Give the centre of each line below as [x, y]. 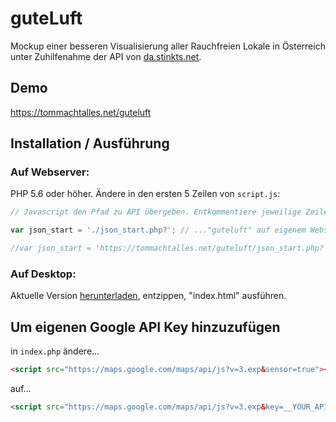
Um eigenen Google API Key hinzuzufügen [145, 327]
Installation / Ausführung [90, 143]
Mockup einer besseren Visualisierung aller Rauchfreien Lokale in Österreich [168, 46]
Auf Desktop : [43, 274]
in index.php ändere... [55, 351]
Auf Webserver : [50, 172]
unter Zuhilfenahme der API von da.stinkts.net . [106, 56]
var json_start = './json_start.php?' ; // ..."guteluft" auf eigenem [158, 230]
